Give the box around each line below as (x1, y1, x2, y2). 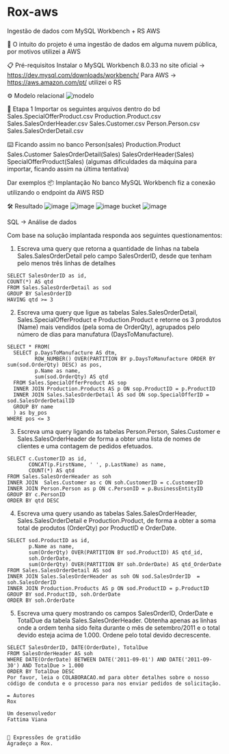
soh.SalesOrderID (7, 579, 57, 586)
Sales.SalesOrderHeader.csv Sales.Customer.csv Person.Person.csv (7, 119, 200, 127)
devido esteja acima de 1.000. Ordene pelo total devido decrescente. (16, 631, 211, 639)
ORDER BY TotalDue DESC (7, 668, 75, 675)
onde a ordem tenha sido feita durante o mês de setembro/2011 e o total (16, 623, 220, 631)
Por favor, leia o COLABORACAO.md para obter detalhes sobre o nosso (7, 674, 210, 681)
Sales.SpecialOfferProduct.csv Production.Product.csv (7, 112, 161, 120)
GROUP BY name (13, 403, 53, 410)
